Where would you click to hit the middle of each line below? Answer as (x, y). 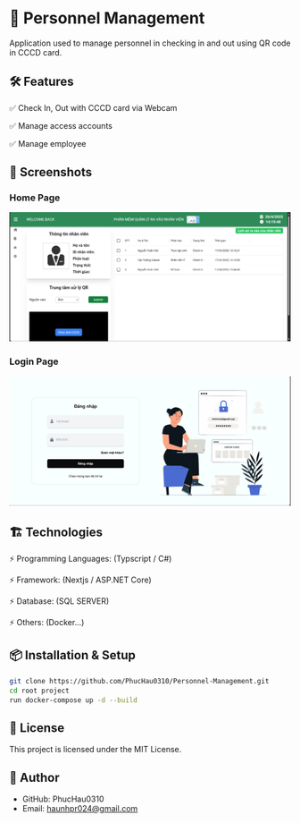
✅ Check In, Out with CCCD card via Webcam (93, 107)
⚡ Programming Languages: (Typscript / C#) (91, 559)
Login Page (34, 361)
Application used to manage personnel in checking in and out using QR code (150, 43)
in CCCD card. (36, 52)
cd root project (39, 691)
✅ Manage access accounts (61, 125)
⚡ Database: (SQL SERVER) (59, 601)
